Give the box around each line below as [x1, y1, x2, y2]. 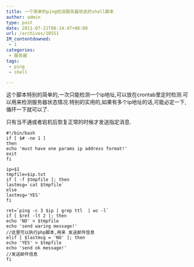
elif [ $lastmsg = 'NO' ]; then [6, 235, 85, 241]
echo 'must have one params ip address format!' [6, 146, 128, 152]
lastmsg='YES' [6, 193, 41, 198]
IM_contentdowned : [6, 36, 51, 42]
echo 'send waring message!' [6, 223, 78, 229]
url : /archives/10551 [6, 31, 59, 37]
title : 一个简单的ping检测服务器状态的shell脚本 [6, 8, 114, 15]
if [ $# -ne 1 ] [6, 135, 46, 142]
